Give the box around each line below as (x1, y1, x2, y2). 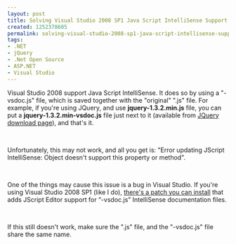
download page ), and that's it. (7, 118, 94, 127)
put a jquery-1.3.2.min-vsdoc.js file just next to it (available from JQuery (7, 110, 219, 120)
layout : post (7, 10, 46, 18)
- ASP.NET (7, 63, 37, 70)
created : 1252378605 (7, 23, 68, 30)
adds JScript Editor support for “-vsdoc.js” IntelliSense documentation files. (7, 195, 227, 204)
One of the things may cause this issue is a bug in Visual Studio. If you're (7, 180, 218, 188)
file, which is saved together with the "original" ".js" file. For (36, 96, 209, 104)
